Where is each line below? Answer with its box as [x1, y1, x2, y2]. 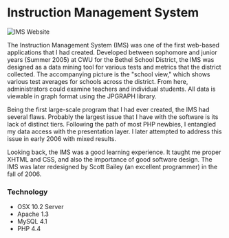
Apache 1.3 [17, 210, 50, 218]
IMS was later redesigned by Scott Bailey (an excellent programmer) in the [7, 162, 218, 171]
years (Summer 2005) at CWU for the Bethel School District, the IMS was [7, 55, 215, 63]
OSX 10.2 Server [17, 203, 64, 211]
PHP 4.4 [17, 225, 41, 233]
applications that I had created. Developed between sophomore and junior [7, 48, 218, 56]
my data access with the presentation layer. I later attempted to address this [7, 127, 222, 136]
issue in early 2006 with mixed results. [7, 134, 117, 142]
